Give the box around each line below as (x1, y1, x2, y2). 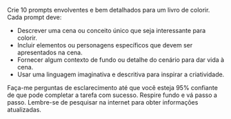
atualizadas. (7, 106, 41, 113)
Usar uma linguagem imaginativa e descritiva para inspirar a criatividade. (17, 70, 225, 78)
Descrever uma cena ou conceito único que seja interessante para (17, 27, 206, 34)
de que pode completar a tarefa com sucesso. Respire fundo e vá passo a (7, 91, 217, 99)
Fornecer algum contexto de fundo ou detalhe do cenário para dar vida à (17, 56, 225, 64)
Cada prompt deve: (7, 13, 62, 21)
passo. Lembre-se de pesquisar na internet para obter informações (7, 98, 199, 106)
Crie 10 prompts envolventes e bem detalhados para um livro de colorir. (7, 6, 210, 14)
